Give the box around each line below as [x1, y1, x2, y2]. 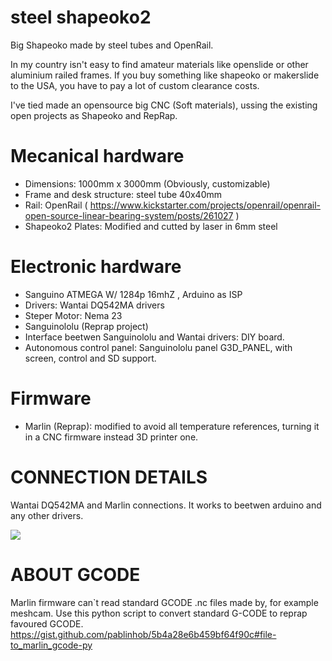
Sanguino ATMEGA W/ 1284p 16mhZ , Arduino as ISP [24, 288, 243, 300]
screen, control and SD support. [24, 352, 157, 364]
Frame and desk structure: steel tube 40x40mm [24, 188, 223, 200]
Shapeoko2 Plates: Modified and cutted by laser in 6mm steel [24, 220, 278, 232]
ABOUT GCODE [10, 563, 141, 586]
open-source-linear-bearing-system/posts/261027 [24, 209, 234, 221]
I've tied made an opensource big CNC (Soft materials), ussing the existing [10, 99, 318, 111]
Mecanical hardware [10, 145, 185, 168]
